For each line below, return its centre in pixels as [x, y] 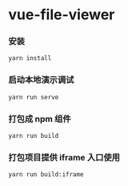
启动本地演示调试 [41, 80]
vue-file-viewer [62, 15]
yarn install [30, 59]
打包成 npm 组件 [40, 119]
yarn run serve [34, 97]
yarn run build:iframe [46, 175]
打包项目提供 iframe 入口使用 [64, 158]
